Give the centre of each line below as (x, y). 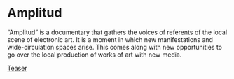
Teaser (17, 68)
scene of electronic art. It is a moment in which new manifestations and (110, 39)
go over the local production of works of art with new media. (95, 55)
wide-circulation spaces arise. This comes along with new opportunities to (115, 47)
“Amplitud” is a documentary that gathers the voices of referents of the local (117, 32)
